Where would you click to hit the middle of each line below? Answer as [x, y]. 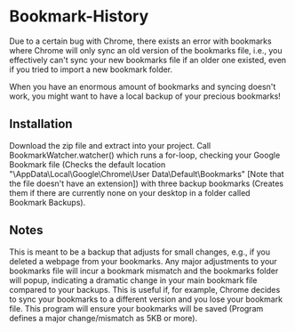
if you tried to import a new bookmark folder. [91, 69]
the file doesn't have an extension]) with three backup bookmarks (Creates [147, 183]
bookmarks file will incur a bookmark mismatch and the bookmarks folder [144, 271]
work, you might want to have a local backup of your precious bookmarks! [145, 96]
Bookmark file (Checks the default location [88, 164]
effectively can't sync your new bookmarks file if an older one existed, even [148, 60]
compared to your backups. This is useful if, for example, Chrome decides [145, 289]
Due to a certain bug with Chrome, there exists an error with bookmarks [141, 41]
